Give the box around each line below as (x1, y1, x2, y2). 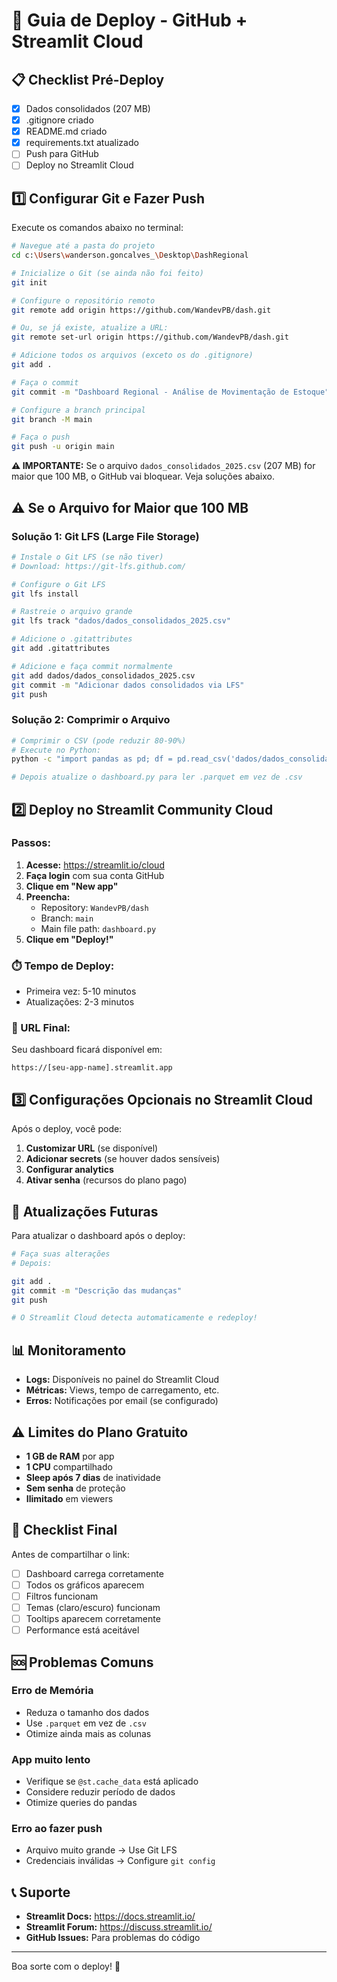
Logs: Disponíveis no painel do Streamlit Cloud (25, 1374, 220, 1386)
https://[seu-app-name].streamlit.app (11, 1063, 173, 1073)
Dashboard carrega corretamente (25, 1567, 164, 1579)
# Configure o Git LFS (11, 579, 106, 589)
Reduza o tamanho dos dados (25, 1706, 150, 1718)
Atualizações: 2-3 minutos (25, 996, 135, 1008)
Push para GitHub (25, 148, 99, 160)
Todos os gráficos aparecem (25, 1579, 145, 1591)
